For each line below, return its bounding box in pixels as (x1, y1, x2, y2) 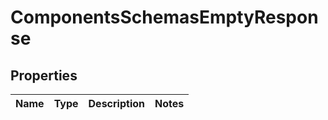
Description (88, 97, 145, 110)
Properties (10, 67, 78, 84)
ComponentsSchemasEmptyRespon (10, 6, 319, 29)
